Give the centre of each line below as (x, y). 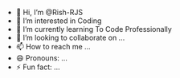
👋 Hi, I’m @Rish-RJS (49, 12)
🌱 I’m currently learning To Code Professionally (94, 29)
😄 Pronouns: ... (42, 58)
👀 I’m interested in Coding (59, 21)
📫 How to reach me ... (53, 47)
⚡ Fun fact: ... (38, 67)
